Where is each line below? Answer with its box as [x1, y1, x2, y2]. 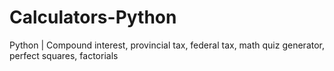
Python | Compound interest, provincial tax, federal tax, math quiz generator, [9, 39, 326, 51]
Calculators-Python [9, 6, 177, 29]
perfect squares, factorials [9, 49, 119, 61]
